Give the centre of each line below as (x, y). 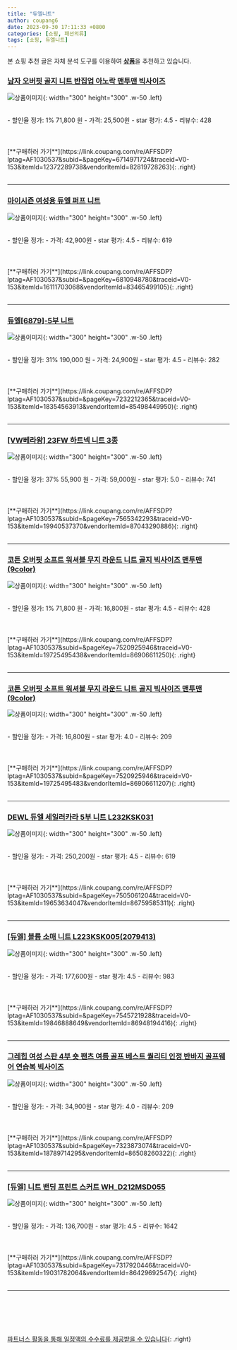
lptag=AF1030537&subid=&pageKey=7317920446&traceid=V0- (99, 1265)
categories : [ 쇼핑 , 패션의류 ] (47, 34)
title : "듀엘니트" (31, 14)
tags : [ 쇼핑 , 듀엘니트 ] (38, 40)
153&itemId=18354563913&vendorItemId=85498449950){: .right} (103, 407)
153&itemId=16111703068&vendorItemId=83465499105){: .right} (101, 287)
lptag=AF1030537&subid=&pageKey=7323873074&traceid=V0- (99, 1145)
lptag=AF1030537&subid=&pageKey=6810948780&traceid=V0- (99, 279)
